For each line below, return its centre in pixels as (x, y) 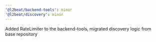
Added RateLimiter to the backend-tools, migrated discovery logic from (78, 28)
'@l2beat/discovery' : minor (34, 14)
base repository (21, 34)
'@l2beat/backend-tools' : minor (39, 10)
